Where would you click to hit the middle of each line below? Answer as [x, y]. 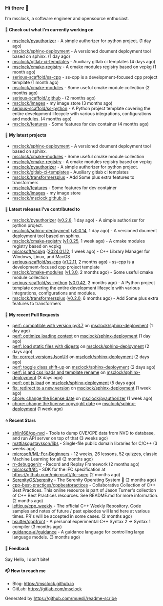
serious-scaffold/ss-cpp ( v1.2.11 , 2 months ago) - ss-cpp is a [73, 262]
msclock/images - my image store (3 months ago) [62, 103]
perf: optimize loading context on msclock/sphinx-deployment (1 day [81, 336]
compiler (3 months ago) [37, 527]
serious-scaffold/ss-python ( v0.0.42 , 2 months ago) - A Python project [83, 282]
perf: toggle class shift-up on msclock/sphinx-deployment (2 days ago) [84, 367]
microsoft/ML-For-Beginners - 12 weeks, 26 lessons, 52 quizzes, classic [85, 454]
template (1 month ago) [35, 82]
